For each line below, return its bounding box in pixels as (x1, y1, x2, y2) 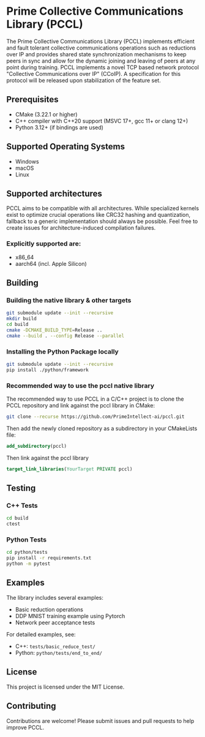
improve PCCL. (6, 724, 45, 731)
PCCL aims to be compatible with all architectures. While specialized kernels (6, 205, 199, 212)
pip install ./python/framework (6, 366, 89, 373)
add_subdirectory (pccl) (6, 443, 67, 449)
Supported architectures (6, 188, 103, 198)
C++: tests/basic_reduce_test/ (15, 642, 96, 650)
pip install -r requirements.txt (6, 555, 92, 561)
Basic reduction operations (15, 605, 84, 613)
